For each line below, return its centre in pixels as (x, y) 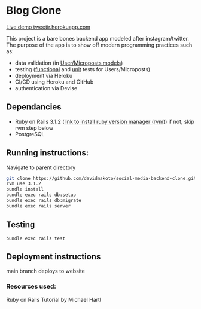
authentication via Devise (46, 88)
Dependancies (34, 107)
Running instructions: (48, 153)
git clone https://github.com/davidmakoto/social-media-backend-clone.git (101, 178)
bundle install (25, 189)
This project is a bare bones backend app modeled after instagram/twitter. (98, 38)
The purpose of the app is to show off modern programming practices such (99, 45)
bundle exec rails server (38, 206)
